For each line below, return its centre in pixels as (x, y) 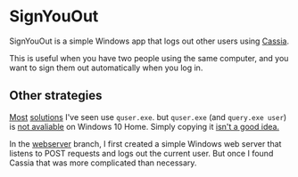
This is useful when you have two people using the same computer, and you (149, 58)
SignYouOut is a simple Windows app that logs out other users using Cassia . (149, 41)
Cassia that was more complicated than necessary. (103, 163)
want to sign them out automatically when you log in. (106, 68)
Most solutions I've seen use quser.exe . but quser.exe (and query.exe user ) (148, 117)
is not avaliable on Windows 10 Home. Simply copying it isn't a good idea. (144, 126)
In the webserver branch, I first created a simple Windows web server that (145, 143)
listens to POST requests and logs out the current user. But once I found (141, 153)
